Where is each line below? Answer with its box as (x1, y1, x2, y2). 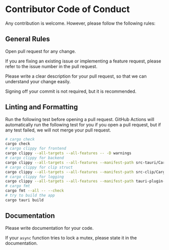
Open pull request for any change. (5, 48, 76, 54)
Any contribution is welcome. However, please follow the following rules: (5, 20, 156, 26)
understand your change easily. (5, 78, 71, 84)
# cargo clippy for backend (5, 155, 64, 161)
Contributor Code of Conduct (5, 4, 130, 15)
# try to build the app (5, 193, 55, 198)
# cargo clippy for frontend (5, 146, 66, 151)
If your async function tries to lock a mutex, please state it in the (5, 234, 137, 240)
